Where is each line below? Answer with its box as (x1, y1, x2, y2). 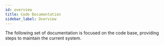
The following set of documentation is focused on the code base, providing (5, 30, 159, 36)
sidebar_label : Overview (5, 16, 57, 21)
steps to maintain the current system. (5, 35, 82, 41)
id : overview (5, 7, 32, 12)
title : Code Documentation (5, 12, 61, 17)
